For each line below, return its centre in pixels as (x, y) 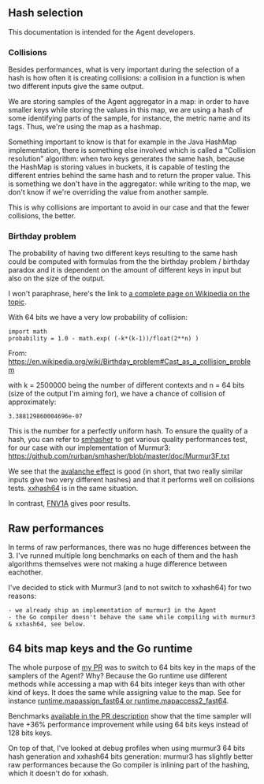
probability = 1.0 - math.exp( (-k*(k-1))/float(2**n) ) (104, 339)
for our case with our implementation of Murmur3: (89, 448)
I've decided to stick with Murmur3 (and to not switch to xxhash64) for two (130, 588)
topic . (17, 302)
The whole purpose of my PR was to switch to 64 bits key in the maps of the (132, 667)
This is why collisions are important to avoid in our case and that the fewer (129, 207)
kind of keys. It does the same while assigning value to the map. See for (125, 693)
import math (28, 332)
